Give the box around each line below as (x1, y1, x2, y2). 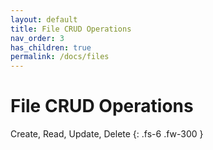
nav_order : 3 (10, 33, 65, 43)
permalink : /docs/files (10, 52, 110, 62)
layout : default (10, 14, 78, 25)
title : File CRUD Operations (10, 24, 132, 34)
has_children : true (10, 42, 92, 53)
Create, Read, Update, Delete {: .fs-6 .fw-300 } (10, 128, 204, 140)
